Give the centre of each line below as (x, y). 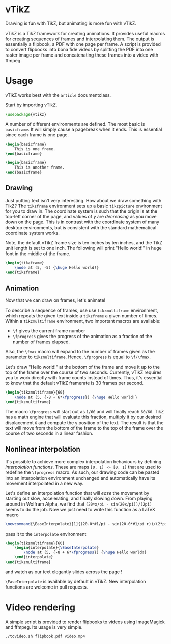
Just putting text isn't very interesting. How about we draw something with (83, 200)
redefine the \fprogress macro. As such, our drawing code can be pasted (82, 472)
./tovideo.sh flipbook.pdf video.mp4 (45, 636)
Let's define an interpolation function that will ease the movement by (77, 493)
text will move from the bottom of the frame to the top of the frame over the (84, 428)
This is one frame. (35, 149)
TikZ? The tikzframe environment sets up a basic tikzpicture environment (84, 206)
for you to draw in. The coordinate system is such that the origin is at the (81, 211)
